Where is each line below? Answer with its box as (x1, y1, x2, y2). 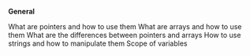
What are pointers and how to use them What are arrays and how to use (8, 22, 242, 31)
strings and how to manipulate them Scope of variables (8, 39, 188, 48)
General (8, 7, 35, 16)
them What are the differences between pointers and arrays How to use (8, 31, 241, 39)
